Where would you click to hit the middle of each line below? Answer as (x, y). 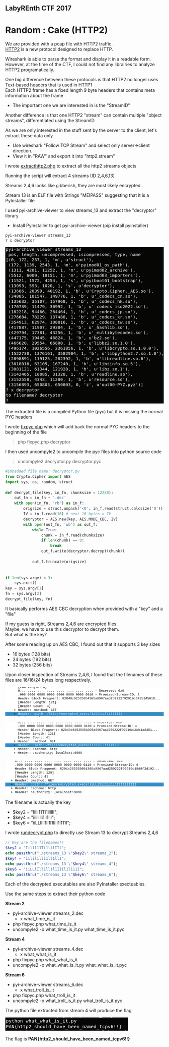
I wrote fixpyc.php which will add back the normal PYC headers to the (77, 427)
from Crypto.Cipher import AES (38, 476)
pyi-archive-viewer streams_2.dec (48, 913)
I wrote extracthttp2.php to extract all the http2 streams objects (71, 166)
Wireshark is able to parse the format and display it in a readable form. (78, 59)
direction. (22, 151)
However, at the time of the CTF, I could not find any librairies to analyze (80, 65)
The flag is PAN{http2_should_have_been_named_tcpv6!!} (68, 1039)
